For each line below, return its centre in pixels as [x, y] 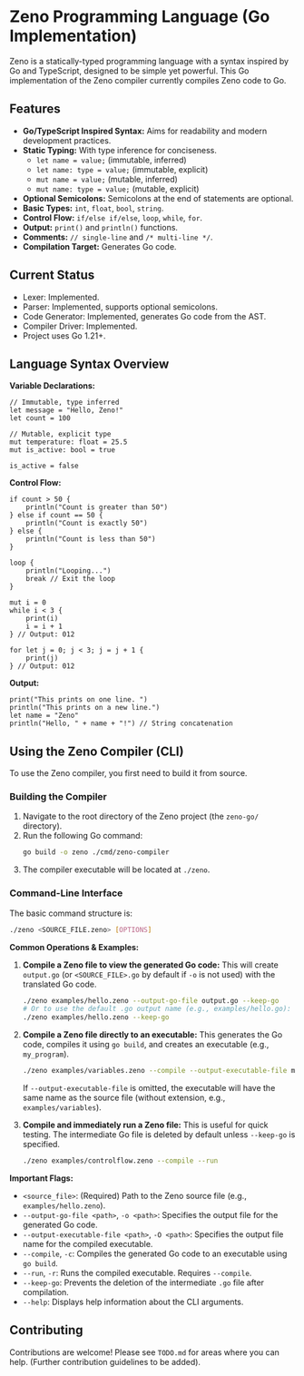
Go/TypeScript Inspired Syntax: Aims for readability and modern [145, 131]
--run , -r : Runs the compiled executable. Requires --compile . [137, 1273]
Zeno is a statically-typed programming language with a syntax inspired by [149, 61]
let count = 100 [40, 418]
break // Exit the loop [71, 579]
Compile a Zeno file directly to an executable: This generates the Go [152, 1035]
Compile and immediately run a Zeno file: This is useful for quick [146, 1125]
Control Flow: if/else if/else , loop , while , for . [112, 217]
